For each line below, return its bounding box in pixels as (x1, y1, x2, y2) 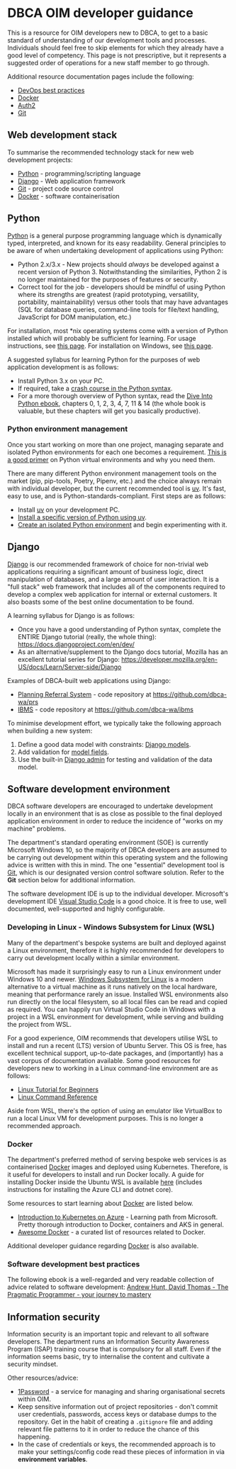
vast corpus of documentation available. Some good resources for (7, 1056, 201, 1064)
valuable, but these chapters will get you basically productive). (17, 406, 201, 415)
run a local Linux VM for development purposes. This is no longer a (7, 1114, 203, 1122)
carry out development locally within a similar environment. (7, 953, 180, 962)
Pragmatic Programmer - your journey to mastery (7, 1290, 152, 1299)
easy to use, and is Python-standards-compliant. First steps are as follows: (7, 491, 226, 500)
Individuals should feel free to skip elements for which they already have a (7, 43, 225, 52)
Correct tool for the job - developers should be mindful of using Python (17, 282, 225, 291)
